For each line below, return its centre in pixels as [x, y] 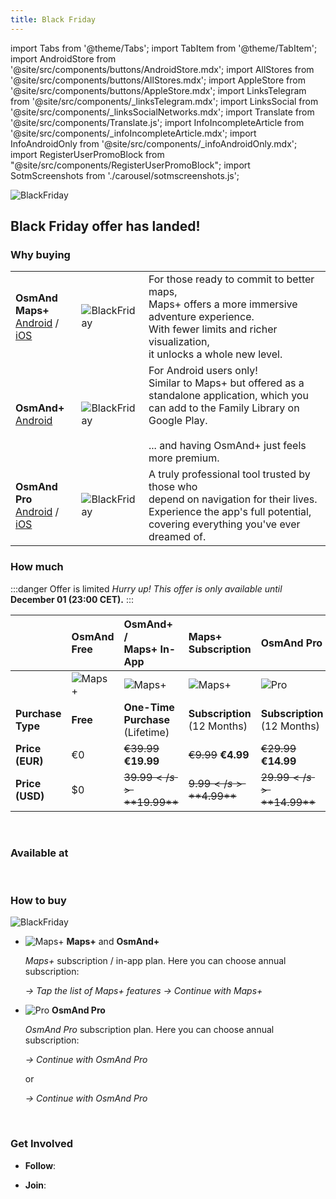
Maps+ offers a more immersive [223, 304]
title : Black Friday [53, 19]
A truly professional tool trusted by [229, 474]
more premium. [184, 458]
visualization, [179, 342]
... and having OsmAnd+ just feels [227, 446]
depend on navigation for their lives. [233, 499]
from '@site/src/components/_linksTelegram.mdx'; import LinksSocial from [164, 101]
